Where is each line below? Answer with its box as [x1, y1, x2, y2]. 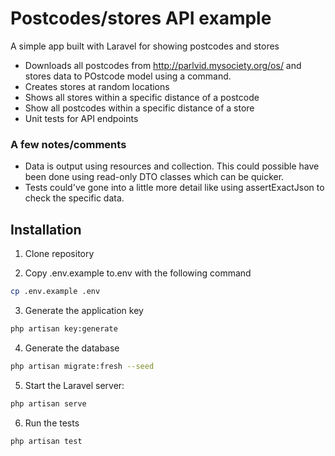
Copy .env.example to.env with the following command [24, 267, 252, 279]
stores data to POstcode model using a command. [24, 70, 232, 82]
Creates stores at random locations [24, 80, 170, 92]
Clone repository [24, 248, 95, 260]
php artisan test [10, 436, 83, 446]
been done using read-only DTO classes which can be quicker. [24, 171, 285, 183]
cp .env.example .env [10, 287, 101, 297]
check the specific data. [24, 192, 125, 204]
